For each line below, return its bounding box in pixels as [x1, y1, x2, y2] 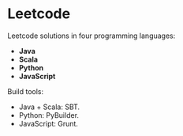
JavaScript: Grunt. [18, 119, 78, 128]
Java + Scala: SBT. [18, 102, 80, 111]
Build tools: [7, 86, 44, 96]
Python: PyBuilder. [18, 110, 80, 119]
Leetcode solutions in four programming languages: [7, 31, 176, 40]
